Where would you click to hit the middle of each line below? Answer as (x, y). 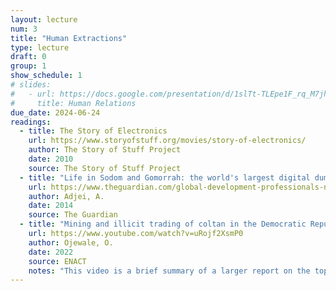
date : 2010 (51, 159)
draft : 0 (28, 57)
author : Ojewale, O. (71, 242)
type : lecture (40, 47)
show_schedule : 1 (46, 76)
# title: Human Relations (73, 103)
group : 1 (28, 66)
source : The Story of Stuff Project (105, 168)
